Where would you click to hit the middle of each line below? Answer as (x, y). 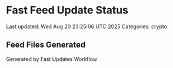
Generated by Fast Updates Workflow (52, 59)
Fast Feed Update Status (67, 10)
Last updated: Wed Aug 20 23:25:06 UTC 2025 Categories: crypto (87, 26)
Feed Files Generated (46, 45)
